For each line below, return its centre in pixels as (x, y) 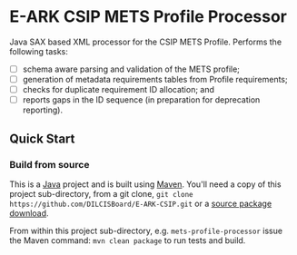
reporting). (43, 110)
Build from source (49, 164)
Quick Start (42, 138)
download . (29, 213)
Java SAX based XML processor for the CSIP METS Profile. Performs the (146, 42)
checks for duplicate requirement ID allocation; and (119, 90)
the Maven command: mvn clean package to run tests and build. (128, 240)
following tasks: (39, 51)
